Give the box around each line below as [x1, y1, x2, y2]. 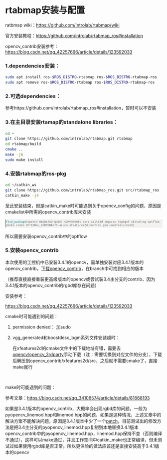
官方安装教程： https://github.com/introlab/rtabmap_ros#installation [5, 32, 144, 38]
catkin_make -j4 [5, 193, 39, 198]
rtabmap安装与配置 [5, 4, 85, 16]
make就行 [12, 363, 33, 370]
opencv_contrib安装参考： [5, 43, 59, 49]
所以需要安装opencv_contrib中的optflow [5, 233, 87, 239]
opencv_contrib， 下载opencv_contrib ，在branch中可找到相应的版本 [5, 265, 144, 271]
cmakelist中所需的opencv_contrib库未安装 [5, 208, 91, 215]
